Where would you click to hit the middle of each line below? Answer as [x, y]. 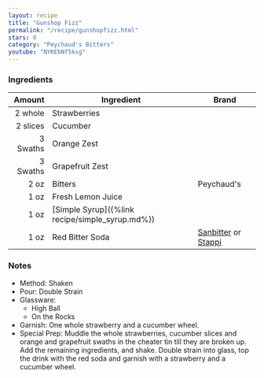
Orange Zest [75, 144]
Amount [29, 100]
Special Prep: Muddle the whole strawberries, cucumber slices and [128, 333]
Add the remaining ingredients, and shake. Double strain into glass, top [134, 350]
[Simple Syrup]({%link [93, 209]
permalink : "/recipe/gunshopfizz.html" [73, 30]
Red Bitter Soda [81, 237]
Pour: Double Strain [51, 291]
